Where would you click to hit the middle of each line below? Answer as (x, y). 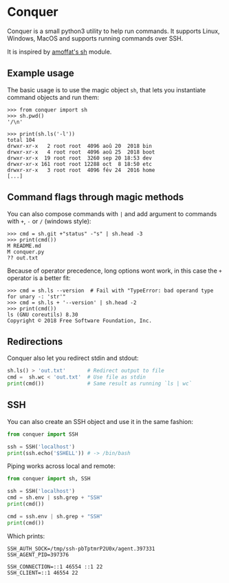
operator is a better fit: (39, 278)
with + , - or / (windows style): (49, 221)
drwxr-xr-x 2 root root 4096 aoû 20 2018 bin (80, 146)
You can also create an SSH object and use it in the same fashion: (100, 421)
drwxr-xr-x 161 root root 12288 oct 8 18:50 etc (80, 164)
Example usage (41, 73)
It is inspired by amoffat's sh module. (59, 52)
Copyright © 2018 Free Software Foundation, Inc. (80, 321)
